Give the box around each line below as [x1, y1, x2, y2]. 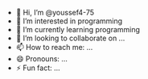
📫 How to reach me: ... [15, 43, 93, 52]
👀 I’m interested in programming [15, 16, 123, 26]
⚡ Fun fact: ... [15, 63, 60, 73]
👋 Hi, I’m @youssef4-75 [15, 8, 95, 17]
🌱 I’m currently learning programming [15, 25, 141, 34]
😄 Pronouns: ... [15, 54, 68, 64]
